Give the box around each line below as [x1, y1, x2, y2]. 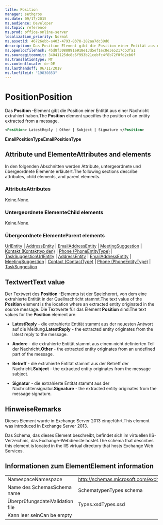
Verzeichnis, [5, 438, 30, 444]
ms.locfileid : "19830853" [5, 71, 57, 75]
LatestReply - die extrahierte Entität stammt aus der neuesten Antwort [12, 321, 153, 327]
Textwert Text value [5, 278, 65, 286]
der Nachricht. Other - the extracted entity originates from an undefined [12, 346, 155, 352]
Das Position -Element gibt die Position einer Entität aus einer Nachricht [5, 108, 149, 113]
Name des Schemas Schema [7, 484, 72, 490]
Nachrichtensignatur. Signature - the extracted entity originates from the [12, 386, 157, 392]
